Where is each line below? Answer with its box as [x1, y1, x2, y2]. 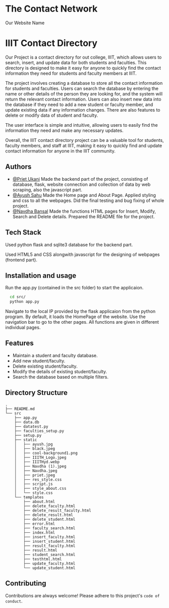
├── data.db [14, 420, 39, 425]
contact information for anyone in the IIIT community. [5, 147, 116, 154]
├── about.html [23, 499, 55, 504]
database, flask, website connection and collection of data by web [12, 181, 151, 187]
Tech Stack [5, 228, 41, 237]
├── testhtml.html [23, 556, 62, 562]
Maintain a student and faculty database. [12, 352, 98, 359]
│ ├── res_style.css [14, 477, 62, 482]
